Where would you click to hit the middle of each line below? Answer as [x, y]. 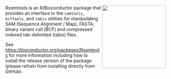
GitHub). [14, 71]
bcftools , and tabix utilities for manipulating [52, 18]
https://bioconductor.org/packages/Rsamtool [53, 50]
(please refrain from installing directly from [50, 66]
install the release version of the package [49, 61]
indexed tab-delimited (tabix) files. [41, 35]
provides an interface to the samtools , [45, 13]
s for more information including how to [47, 55]
